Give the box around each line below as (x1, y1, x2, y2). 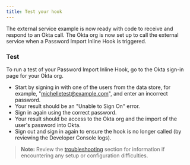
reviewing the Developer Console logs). (14, 134, 112, 141)
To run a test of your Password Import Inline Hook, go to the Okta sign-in (6, 66, 184, 73)
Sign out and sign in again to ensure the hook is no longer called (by (14, 128, 182, 135)
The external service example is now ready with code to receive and (6, 25, 173, 32)
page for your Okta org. (6, 72, 64, 79)
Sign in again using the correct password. (14, 109, 117, 116)
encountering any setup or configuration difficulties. (20, 152, 148, 159)
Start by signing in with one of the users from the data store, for (14, 84, 171, 91)
